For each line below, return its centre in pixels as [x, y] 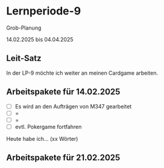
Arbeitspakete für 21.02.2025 [63, 158]
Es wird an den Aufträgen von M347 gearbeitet [73, 106]
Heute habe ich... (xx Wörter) [42, 138]
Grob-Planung [24, 28]
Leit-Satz [24, 58]
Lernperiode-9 [44, 11]
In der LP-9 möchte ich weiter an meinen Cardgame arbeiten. [82, 73]
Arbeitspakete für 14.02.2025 [63, 92]
